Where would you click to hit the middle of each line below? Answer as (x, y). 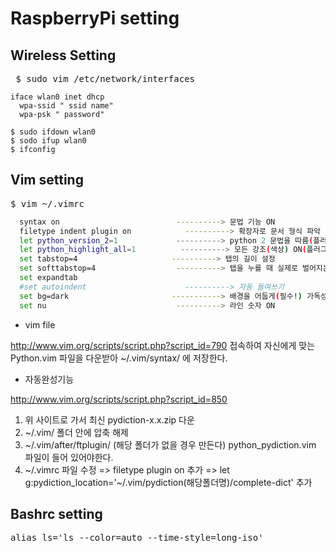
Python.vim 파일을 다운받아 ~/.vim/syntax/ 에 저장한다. (119, 358)
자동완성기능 (49, 379)
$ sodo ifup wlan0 (48, 141)
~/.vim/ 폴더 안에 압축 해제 (76, 432)
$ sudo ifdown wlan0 (53, 132)
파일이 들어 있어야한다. (69, 457)
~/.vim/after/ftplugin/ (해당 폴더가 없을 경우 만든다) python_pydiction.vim (170, 444)
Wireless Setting (63, 55)
